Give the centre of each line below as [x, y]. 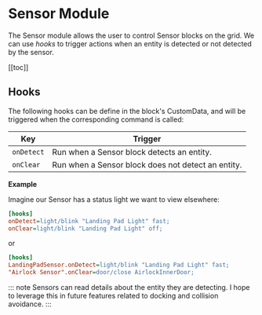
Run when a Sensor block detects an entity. [132, 152]
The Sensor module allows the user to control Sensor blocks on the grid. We [131, 35]
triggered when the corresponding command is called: [96, 119]
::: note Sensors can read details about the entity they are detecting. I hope [129, 287]
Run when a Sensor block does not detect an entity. [147, 164]
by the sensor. [31, 52]
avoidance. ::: [30, 304]
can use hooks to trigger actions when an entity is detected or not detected [130, 43]
